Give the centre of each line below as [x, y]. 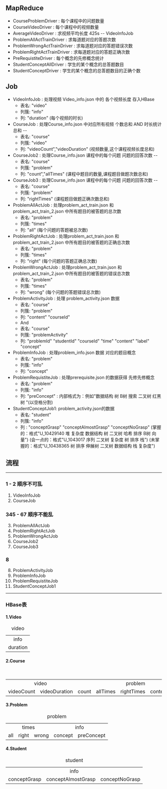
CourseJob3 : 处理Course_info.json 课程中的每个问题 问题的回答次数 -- [85, 180]
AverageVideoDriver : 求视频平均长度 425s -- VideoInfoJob [73, 33]
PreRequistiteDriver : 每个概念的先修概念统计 [58, 58]
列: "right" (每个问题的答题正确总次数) [58, 261]
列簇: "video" [33, 143]
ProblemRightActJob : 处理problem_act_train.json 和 [66, 236]
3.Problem [17, 705]
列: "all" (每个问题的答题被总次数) [54, 230]
